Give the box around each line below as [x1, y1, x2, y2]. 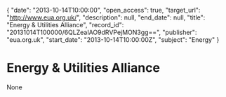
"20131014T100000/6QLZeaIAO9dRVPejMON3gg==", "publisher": [6, 28, 197, 36]
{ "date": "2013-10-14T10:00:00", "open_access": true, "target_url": [6, 6, 201, 14]
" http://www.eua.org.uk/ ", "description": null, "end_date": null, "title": [6, 13, 206, 22]
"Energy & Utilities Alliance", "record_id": [6, 21, 124, 29]
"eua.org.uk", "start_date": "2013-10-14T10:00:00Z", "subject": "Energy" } [6, 36, 220, 44]
